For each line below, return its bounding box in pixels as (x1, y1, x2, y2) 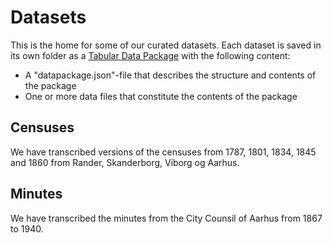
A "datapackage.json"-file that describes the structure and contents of (24, 69, 317, 81)
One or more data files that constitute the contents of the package (24, 90, 298, 102)
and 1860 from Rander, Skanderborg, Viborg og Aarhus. (10, 156, 240, 168)
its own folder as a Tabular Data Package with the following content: (10, 49, 291, 61)
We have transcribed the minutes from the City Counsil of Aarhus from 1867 (10, 212, 323, 224)
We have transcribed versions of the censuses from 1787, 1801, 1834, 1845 (10, 146, 317, 158)
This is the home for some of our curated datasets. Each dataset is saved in (10, 39, 322, 51)
